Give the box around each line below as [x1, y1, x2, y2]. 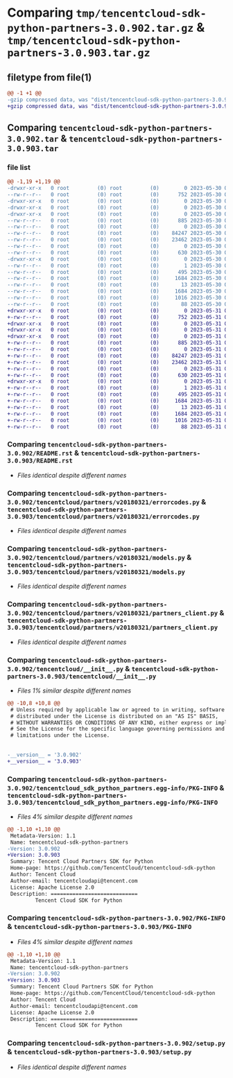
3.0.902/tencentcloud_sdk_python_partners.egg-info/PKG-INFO [7, 784, 218, 792]
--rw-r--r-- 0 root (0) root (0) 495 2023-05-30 [7, 268, 222, 275]
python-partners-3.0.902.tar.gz [7, 22, 194, 35]
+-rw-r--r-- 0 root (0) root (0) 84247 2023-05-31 [7, 352, 222, 359]
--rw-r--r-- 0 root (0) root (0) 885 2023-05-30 [7, 217, 222, 224]
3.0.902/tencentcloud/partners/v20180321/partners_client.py [7, 609, 218, 618]
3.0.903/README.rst [7, 457, 73, 465]
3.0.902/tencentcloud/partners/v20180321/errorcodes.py [7, 498, 200, 506]
